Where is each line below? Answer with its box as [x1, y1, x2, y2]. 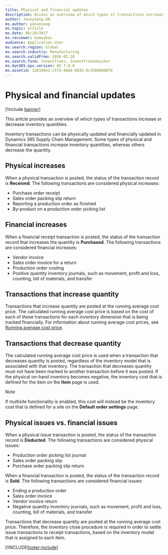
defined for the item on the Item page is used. [5, 379, 100, 385]
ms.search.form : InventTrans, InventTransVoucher [5, 59, 111, 64]
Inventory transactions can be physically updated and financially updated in [5, 131, 161, 137]
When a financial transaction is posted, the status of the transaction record [5, 473, 159, 478]
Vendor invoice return [12, 498, 57, 504]
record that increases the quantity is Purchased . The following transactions [5, 239, 161, 245]
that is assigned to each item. [5, 535, 66, 540]
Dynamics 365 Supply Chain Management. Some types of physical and [5, 136, 152, 142]
